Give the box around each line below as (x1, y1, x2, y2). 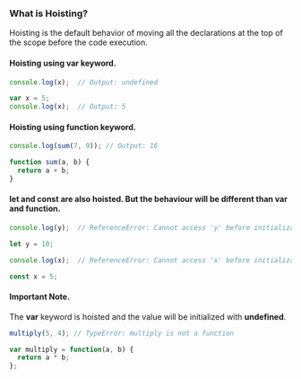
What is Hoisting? (9, 7, 88, 20)
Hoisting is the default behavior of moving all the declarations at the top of (9, 28, 284, 39)
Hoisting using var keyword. (9, 57, 116, 68)
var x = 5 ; (9, 93, 50, 103)
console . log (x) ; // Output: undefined (9, 77, 159, 87)
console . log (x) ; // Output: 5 (9, 102, 126, 111)
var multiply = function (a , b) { (9, 345, 134, 354)
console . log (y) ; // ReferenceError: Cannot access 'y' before (9, 224, 251, 233)
